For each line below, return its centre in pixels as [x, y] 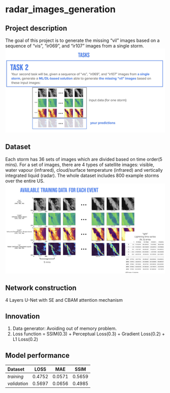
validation [18, 384]
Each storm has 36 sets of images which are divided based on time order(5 [84, 159]
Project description [36, 28]
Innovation [23, 316]
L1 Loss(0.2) [25, 339]
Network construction [41, 288]
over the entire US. [25, 181]
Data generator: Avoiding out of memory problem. [64, 329]
